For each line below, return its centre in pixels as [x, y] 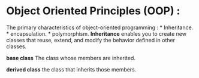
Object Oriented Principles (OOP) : [93, 11]
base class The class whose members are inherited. [71, 58]
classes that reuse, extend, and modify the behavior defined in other [91, 40]
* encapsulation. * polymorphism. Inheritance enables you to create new [97, 33]
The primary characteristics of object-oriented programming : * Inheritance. [100, 27]
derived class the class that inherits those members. [71, 69]
